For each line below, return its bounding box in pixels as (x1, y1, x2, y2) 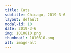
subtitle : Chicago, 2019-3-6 (5, 12, 66, 17)
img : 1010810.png (5, 31, 41, 36)
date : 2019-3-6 (5, 26, 37, 31)
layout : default (5, 17, 39, 22)
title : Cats (5, 7, 30, 13)
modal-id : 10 (5, 21, 32, 27)
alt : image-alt (5, 40, 37, 45)
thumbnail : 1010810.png (5, 36, 55, 41)
